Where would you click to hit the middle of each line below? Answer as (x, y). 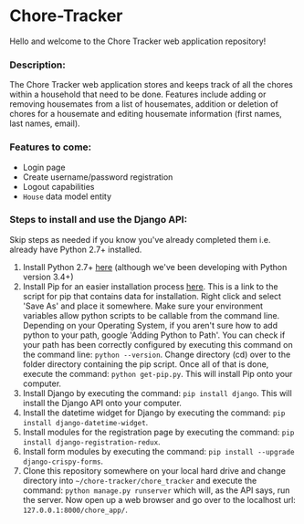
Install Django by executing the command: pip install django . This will (157, 393)
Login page (44, 167)
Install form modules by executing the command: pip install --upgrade (158, 451)
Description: (37, 65)
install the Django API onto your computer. (102, 403)
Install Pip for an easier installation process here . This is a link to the (150, 286)
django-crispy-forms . (63, 461)
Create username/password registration (98, 177)
